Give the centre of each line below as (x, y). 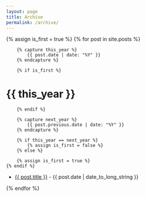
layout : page (22, 11)
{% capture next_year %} (47, 120)
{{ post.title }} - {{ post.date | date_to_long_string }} (77, 177)
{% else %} (30, 151)
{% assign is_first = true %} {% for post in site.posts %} (73, 39)
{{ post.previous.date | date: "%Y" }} (76, 125)
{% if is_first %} (39, 71)
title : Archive (25, 17)
